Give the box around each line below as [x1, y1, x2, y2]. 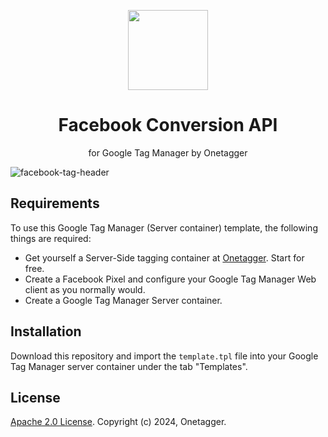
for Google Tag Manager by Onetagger [88, 146, 248, 159]
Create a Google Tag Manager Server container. [24, 294, 223, 306]
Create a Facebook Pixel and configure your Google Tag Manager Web [24, 273, 317, 285]
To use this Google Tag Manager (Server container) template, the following [10, 221, 318, 234]
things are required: [10, 232, 92, 244]
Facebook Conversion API [58, 114, 278, 137]
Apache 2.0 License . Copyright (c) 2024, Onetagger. [10, 416, 227, 428]
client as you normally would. [24, 283, 146, 295]
